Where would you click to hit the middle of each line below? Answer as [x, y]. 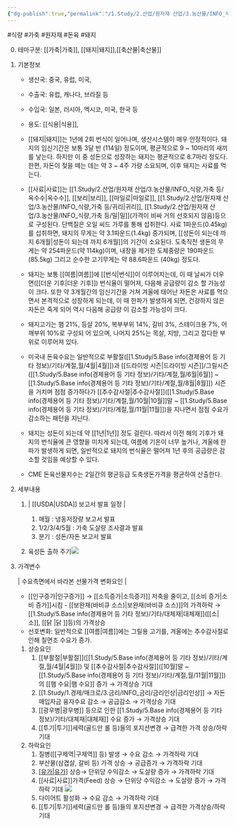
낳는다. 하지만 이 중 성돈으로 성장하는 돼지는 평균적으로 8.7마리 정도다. [132, 156]
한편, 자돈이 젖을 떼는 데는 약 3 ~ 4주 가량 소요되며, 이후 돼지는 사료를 [123, 165]
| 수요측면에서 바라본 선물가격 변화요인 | [72, 581]
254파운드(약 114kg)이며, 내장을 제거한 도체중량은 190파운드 [132, 251]
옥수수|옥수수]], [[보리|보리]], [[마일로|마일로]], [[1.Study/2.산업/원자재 [125, 198]
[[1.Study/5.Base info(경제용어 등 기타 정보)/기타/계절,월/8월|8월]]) [120, 382]
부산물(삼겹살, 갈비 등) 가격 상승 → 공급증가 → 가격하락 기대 [120, 763]
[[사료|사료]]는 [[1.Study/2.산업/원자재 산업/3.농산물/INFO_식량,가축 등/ [126, 189]
